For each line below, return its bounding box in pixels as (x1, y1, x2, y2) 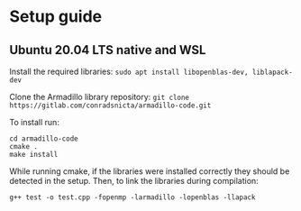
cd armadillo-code (9, 134, 78, 143)
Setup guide (9, 6, 103, 27)
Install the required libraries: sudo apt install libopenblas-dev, (9, 66, 249, 77)
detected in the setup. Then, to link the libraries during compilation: (9, 176, 259, 186)
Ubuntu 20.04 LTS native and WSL (9, 42, 206, 58)
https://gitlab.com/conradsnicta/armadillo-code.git (9, 101, 212, 110)
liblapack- (251, 68, 293, 77)
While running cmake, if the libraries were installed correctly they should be (9, 166, 290, 177)
